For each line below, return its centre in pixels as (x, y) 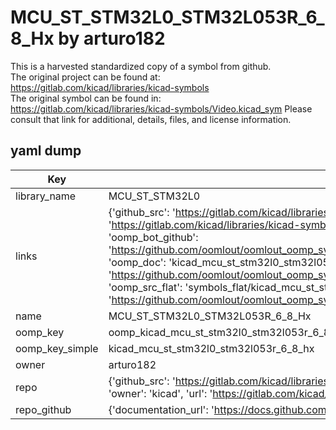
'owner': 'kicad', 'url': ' (160, 393)
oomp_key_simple (57, 348)
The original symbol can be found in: (86, 98)
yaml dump (46, 151)
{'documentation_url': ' (161, 409)
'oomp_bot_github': (153, 237)
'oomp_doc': (137, 262)
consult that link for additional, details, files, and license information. (151, 119)
